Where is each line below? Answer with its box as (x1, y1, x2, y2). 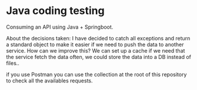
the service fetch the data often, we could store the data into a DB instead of (6, 53, 191, 60)
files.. (6, 60, 19, 67)
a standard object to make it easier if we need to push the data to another (6, 41, 184, 48)
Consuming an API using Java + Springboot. (6, 23, 113, 30)
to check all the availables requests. (6, 77, 93, 84)
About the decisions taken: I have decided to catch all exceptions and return (6, 34, 191, 41)
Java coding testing (6, 4, 105, 18)
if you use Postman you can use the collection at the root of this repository (6, 71, 187, 78)
